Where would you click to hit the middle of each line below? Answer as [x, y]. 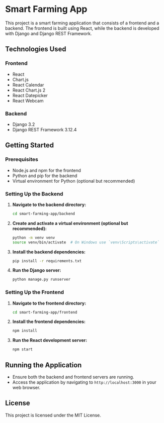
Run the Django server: [37, 270]
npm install [25, 331]
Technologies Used [36, 49]
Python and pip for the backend [45, 176]
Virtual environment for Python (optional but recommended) [74, 181]
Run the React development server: [50, 340]
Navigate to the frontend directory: [49, 303]
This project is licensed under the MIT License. [53, 415]
